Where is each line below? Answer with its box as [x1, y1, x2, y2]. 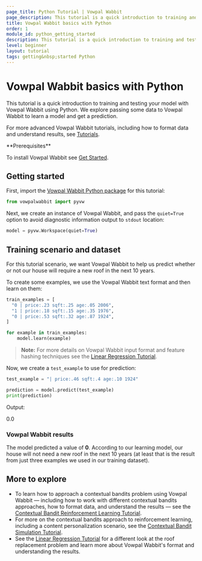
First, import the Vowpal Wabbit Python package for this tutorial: [6, 187, 165, 195]
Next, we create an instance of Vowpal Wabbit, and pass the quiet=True [6, 210, 185, 217]
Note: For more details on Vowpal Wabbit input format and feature [20, 346, 185, 354]
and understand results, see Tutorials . [6, 130, 100, 137]
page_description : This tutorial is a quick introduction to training [6, 14, 187, 20]
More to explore [6, 474, 67, 484]
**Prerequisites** [6, 142, 51, 149]
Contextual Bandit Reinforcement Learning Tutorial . [14, 509, 142, 516]
